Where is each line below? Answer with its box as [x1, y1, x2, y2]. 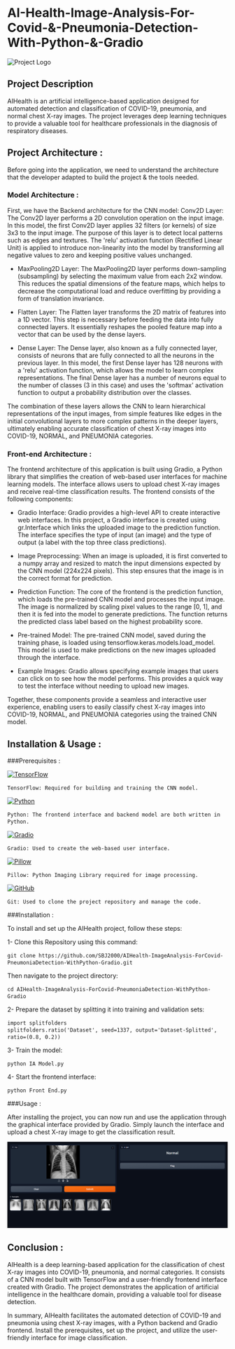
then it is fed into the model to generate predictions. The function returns [17, 610, 228, 618]
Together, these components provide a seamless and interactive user [7, 696, 207, 704]
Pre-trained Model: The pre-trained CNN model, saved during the [17, 631, 206, 639]
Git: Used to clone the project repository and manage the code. [7, 898, 201, 905]
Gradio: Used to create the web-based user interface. [7, 845, 171, 852]
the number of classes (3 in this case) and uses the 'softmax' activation [17, 380, 224, 389]
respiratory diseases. [7, 126, 69, 134]
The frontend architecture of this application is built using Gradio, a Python [7, 465, 222, 473]
